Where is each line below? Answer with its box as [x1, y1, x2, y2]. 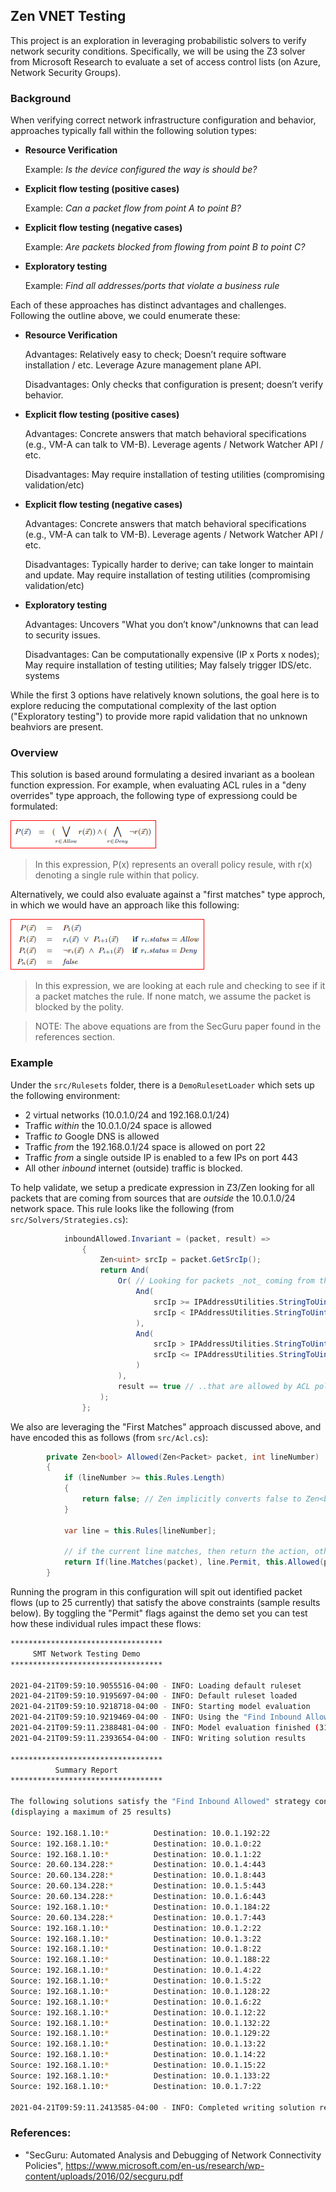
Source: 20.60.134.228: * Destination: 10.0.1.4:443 [10, 1860, 267, 1870]
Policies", [24, 2159, 64, 2171]
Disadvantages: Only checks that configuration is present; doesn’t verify [24, 379, 324, 391]
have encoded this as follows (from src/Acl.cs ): [10, 1431, 208, 1443]
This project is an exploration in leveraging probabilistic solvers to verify [10, 34, 307, 46]
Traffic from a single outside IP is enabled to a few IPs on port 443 [24, 1151, 298, 1163]
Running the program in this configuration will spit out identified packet [10, 1586, 303, 1598]
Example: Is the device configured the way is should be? [24, 164, 258, 176]
